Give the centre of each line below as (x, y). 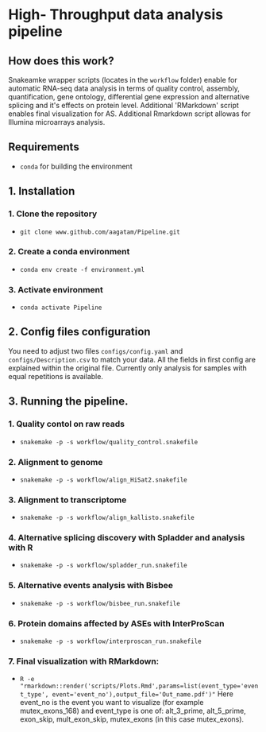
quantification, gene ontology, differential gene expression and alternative (129, 97)
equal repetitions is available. (56, 376)
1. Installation (42, 191)
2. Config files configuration (79, 332)
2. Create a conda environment (69, 252)
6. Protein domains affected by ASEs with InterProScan (116, 623)
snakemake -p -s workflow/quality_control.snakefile (109, 442)
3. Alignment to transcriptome (67, 500)
